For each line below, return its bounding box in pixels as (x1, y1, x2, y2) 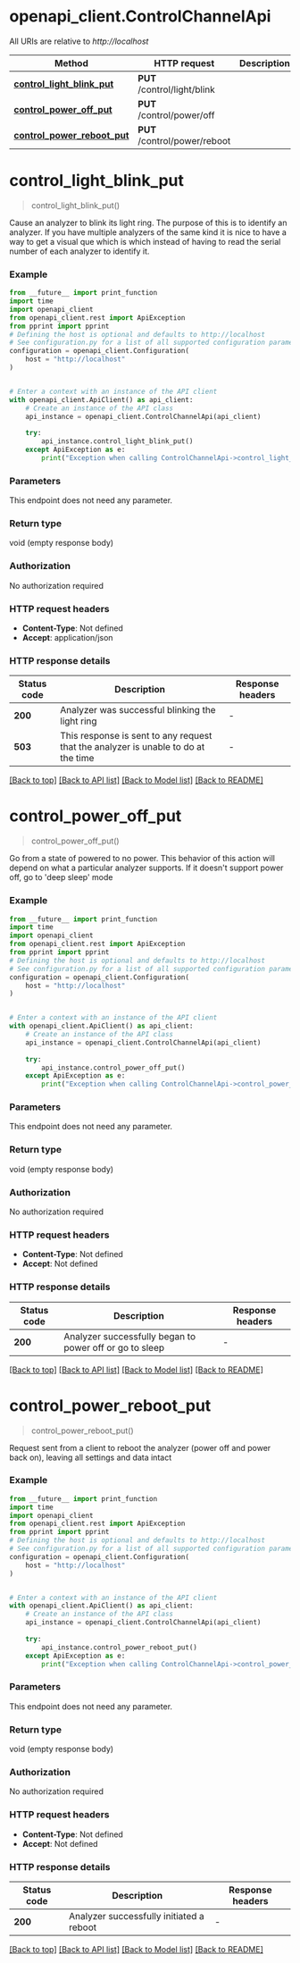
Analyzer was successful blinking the (60, 704, 216, 717)
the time (60, 752, 95, 765)
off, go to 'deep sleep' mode (9, 872, 113, 883)
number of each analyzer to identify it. (9, 246, 150, 256)
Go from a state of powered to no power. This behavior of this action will (9, 853, 275, 864)
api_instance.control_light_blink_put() (41, 437, 194, 446)
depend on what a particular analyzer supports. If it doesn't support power (9, 862, 284, 873)
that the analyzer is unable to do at (60, 741, 205, 753)
